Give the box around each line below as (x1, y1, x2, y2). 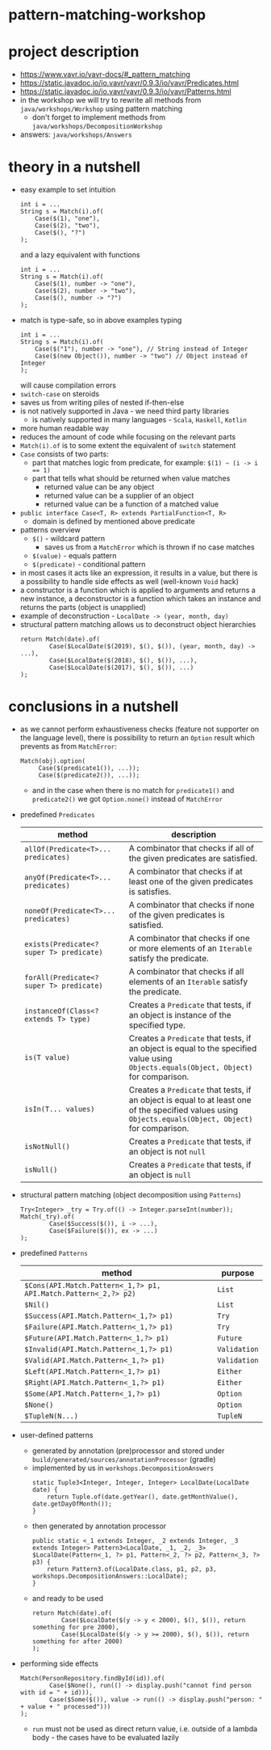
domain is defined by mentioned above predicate (31, 516, 195, 527)
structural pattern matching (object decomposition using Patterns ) (19, 1190, 242, 1199)
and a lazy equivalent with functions (19, 250, 140, 260)
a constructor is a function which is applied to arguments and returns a (19, 585, 256, 595)
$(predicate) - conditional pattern (31, 560, 146, 570)
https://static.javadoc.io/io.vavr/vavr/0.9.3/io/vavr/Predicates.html (19, 78, 240, 88)
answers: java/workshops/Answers (19, 129, 132, 139)
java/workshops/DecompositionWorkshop (31, 123, 163, 131)
